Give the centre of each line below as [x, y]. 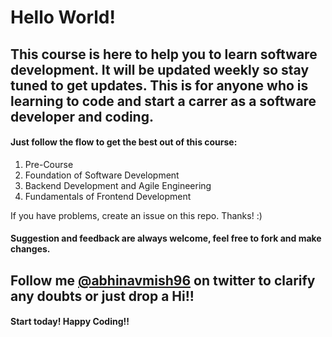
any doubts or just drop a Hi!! [102, 296]
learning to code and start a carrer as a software [163, 101]
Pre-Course [49, 164]
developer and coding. [82, 116]
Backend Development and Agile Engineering [118, 185]
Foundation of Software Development [102, 175]
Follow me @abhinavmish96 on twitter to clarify [163, 280]
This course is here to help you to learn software [164, 54]
